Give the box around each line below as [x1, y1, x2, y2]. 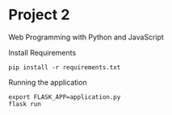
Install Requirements [8, 47, 77, 57]
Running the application [8, 77, 87, 87]
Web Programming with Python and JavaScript [8, 32, 164, 42]
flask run [8, 100, 42, 108]
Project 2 [8, 6, 70, 24]
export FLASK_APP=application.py [8, 92, 121, 101]
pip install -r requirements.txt [8, 63, 121, 72]
